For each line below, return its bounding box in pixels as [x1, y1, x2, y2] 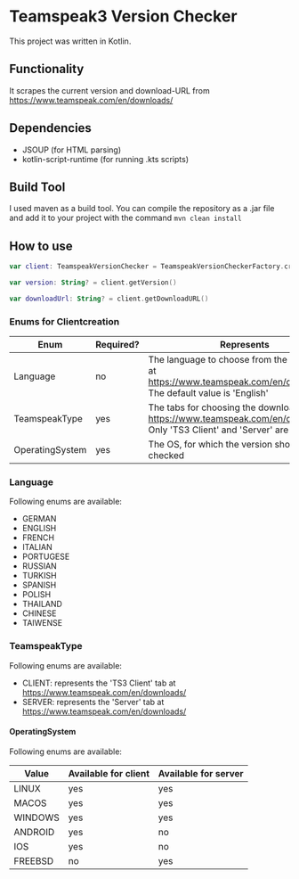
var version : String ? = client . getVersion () [9, 278, 177, 287]
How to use [9, 238, 73, 253]
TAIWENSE [21, 618, 63, 628]
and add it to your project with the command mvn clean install [9, 212, 242, 224]
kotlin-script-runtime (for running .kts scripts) [21, 153, 190, 164]
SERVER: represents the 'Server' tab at [21, 696, 165, 707]
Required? [94, 339, 140, 351]
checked [148, 449, 185, 462]
